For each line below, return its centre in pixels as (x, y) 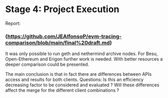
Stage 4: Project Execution (62, 9)
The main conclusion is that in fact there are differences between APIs (78, 74)
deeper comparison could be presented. (47, 65)
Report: (13, 23)
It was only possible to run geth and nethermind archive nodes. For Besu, (81, 54)
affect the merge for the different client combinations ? (62, 90)
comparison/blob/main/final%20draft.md (58, 42)
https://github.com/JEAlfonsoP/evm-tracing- (65, 36)
